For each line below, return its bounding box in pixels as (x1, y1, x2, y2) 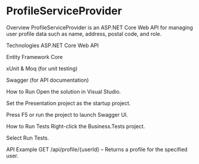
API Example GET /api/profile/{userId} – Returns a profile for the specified (6, 146, 188, 153)
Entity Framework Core (6, 53, 63, 60)
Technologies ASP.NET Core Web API (6, 42, 99, 49)
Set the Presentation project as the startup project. (6, 100, 131, 107)
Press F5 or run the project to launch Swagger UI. (6, 111, 128, 118)
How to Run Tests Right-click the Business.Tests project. (6, 122, 145, 129)
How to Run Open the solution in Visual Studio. (6, 88, 121, 95)
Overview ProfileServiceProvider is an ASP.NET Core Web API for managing (6, 24, 193, 31)
